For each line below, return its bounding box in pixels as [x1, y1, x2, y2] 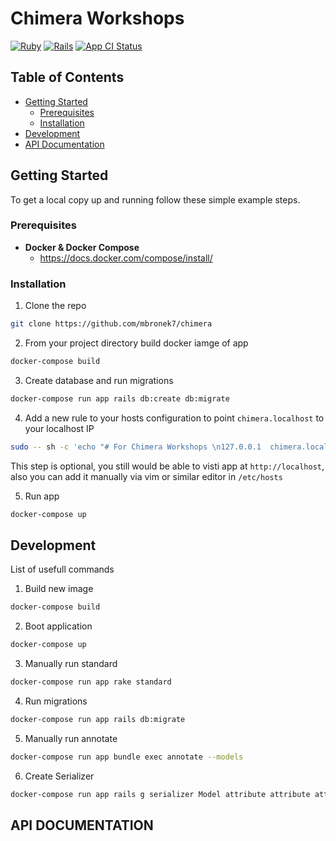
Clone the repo [24, 300, 87, 312]
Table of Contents [10, 69, 125, 86]
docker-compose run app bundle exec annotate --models [10, 752, 244, 762]
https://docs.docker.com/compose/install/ [39, 252, 213, 264]
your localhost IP [24, 422, 95, 434]
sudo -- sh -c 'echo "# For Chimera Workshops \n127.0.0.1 [10, 442, 262, 452]
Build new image [24, 583, 94, 595]
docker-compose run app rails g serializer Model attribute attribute [10, 789, 311, 799]
